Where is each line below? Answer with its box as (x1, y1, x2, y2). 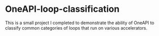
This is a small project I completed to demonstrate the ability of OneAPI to (5, 20, 155, 26)
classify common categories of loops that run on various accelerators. (5, 25, 148, 31)
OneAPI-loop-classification (5, 3, 120, 15)
